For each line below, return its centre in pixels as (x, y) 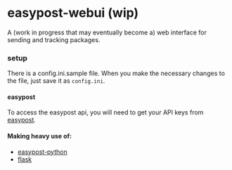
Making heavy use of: (40, 136)
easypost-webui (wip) (73, 13)
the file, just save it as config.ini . (56, 81)
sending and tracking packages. (54, 39)
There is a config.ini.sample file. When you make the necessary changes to (116, 73)
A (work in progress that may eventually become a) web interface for (107, 32)
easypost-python (43, 152)
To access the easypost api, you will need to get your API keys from (105, 112)
